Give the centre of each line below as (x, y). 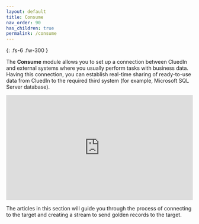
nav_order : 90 (24, 22)
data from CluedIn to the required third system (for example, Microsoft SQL (98, 81)
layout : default (26, 12)
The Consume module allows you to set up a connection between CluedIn (97, 62)
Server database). (28, 87)
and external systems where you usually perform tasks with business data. (97, 68)
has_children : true (30, 28)
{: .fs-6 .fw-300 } (27, 50)
